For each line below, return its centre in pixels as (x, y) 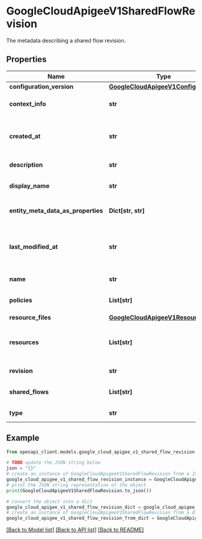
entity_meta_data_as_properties (56, 211)
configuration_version (41, 87)
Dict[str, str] (127, 211)
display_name (29, 186)
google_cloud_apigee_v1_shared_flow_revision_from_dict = (80, 519)
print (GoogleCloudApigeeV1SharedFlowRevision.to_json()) (79, 491)
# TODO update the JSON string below (54, 463)
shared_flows (29, 392)
